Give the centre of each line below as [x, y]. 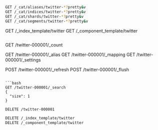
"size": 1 [20, 96]
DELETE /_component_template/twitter [44, 123]
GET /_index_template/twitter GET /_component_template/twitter [71, 30]
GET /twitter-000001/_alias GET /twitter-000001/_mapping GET [70, 54]
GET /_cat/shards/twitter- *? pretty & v [44, 16]
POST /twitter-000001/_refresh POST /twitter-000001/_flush [67, 69]
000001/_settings [23, 59]
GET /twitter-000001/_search [35, 87]
